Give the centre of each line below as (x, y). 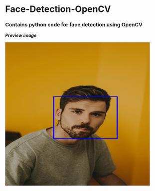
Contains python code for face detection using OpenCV (74, 25)
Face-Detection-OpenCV (58, 9)
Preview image (21, 35)
